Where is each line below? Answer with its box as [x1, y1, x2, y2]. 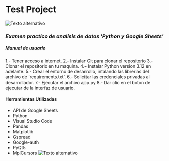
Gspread [12, 134, 31, 140]
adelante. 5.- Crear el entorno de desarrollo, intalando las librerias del [5, 68, 149, 74]
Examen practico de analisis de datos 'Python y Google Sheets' [5, 33, 164, 40]
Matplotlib [12, 129, 34, 135]
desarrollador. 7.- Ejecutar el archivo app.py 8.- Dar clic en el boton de [5, 79, 151, 85]
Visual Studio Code [12, 118, 53, 124]
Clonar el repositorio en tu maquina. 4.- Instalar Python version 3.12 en [5, 63, 151, 69]
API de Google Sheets [12, 107, 58, 114]
